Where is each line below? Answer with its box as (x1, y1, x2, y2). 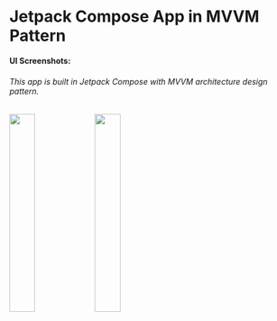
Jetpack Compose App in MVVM (9, 6, 260, 27)
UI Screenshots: (9, 55, 71, 66)
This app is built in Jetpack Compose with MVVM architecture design (9, 76, 268, 87)
